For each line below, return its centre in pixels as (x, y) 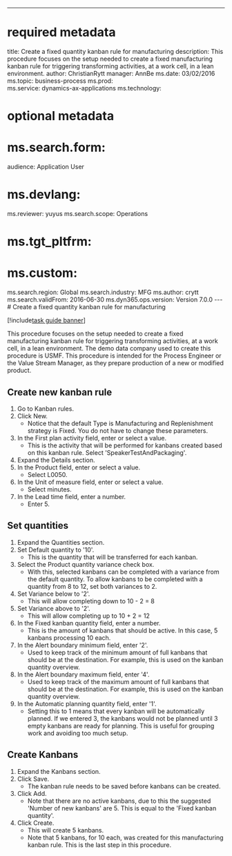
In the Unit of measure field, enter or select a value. (90, 482)
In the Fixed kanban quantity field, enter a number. (89, 623)
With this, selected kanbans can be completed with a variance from (123, 572)
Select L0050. (47, 474)
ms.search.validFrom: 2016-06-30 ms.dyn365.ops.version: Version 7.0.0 (110, 300)
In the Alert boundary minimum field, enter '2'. (83, 645)
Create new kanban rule (60, 392)
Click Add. (32, 793)
